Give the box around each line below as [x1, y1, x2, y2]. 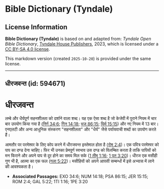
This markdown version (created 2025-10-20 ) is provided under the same [5, 56, 151, 62]
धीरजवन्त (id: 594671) [5, 80, 66, 88]
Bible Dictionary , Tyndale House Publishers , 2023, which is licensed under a [5, 41, 159, 47]
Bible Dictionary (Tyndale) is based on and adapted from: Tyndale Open [5, 36, 151, 42]
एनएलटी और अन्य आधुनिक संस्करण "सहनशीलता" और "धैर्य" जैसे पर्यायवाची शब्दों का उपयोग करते [5, 126, 156, 132]
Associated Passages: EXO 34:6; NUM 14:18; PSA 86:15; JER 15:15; [12, 173, 148, 179]
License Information [5, 23, 67, 31]
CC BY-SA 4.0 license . [5, 46, 50, 52]
